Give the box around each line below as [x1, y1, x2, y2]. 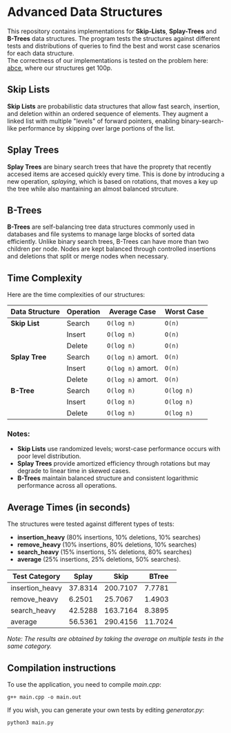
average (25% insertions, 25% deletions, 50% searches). [17, 555, 181, 564]
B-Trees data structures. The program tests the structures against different [7, 34, 221, 42]
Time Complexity [7, 272, 83, 284]
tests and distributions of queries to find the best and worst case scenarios [7, 41, 221, 50]
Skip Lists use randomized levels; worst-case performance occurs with [17, 445, 221, 453]
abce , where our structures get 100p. [7, 64, 112, 72]
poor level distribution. [17, 452, 81, 460]
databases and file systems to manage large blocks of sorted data [7, 230, 195, 238]
